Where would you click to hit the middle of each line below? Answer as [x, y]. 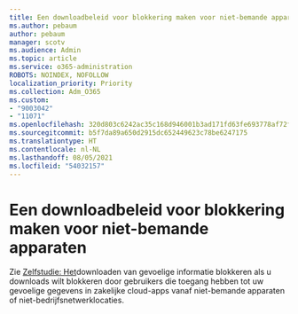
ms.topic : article [43, 59]
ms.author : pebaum [43, 26]
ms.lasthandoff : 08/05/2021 [61, 157]
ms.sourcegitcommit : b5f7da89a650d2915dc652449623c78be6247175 [129, 133]
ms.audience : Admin [45, 51]
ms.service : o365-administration [71, 67]
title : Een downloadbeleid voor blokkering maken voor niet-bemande [138, 17]
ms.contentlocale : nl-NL [55, 149]
